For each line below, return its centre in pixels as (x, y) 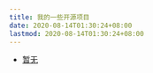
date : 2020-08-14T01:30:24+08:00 (71, 26)
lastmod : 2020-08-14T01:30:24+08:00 (76, 33)
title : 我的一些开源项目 (50, 17)
